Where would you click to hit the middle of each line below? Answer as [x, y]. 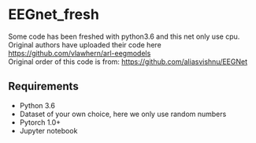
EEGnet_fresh [54, 15]
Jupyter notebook [48, 130]
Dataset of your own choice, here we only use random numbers [123, 114]
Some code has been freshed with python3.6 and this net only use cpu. [124, 36]
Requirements [43, 87]
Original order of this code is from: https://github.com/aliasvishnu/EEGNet [128, 62]
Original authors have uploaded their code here [85, 44]
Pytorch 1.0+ [40, 122]
